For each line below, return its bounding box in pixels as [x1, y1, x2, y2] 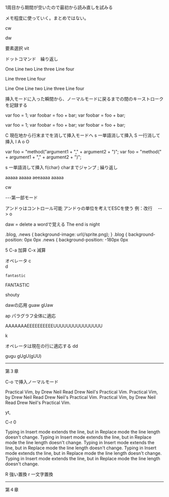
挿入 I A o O [5, 139, 30, 144]
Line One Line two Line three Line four [5, 86, 84, 92]
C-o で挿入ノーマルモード [5, 379, 59, 385]
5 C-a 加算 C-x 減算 [5, 247, 46, 253]
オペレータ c [5, 258, 31, 264]
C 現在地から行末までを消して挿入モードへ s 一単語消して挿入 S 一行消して [5, 132, 161, 138]
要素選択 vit [5, 45, 29, 51]
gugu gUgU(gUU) [5, 353, 42, 359]
